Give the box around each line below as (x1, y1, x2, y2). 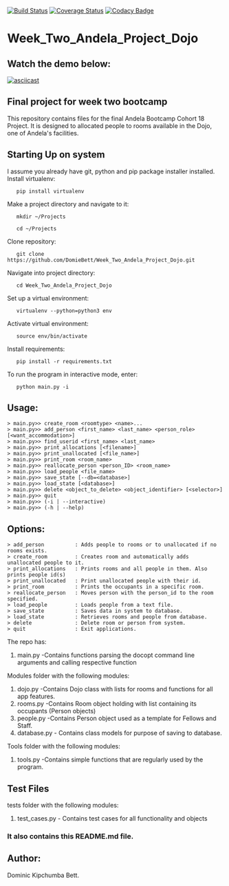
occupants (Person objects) (17, 707, 96, 715)
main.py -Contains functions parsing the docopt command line (17, 651, 195, 660)
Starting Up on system (7, 149, 105, 161)
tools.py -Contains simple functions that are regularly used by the (17, 755, 204, 764)
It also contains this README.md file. (7, 831, 134, 841)
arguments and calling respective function (17, 658, 137, 667)
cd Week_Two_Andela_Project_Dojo (16, 282, 112, 289)
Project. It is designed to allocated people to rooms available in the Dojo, (7, 121, 212, 130)
